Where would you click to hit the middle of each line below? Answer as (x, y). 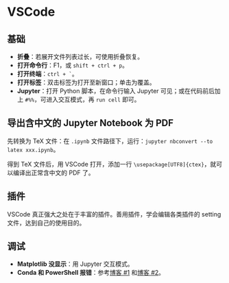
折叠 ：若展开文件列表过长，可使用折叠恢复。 (80, 57)
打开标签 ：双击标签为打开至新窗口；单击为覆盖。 (86, 82)
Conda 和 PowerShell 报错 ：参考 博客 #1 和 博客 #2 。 (91, 273)
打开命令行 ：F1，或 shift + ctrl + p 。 (73, 65)
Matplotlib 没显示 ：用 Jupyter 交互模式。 (75, 264)
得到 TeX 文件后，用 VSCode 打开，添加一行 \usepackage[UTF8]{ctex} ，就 (112, 164)
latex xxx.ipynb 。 (33, 149)
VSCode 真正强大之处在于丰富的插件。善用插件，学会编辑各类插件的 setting (114, 214)
